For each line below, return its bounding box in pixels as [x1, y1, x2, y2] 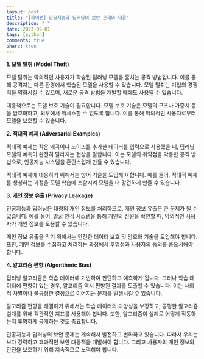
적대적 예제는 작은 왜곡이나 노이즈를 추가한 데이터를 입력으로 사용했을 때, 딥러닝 [6, 143, 195, 150]
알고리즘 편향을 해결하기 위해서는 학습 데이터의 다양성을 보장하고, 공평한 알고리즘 [6, 302, 199, 310]
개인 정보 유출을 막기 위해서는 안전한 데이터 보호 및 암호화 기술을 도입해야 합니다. [6, 233, 198, 240]
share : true [6, 43, 37, 49]
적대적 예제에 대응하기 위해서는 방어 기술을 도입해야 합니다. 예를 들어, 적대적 [6, 171, 187, 178]
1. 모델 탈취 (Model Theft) [6, 60, 69, 68]
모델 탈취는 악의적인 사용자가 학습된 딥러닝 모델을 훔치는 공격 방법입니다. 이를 [6, 73, 190, 81]
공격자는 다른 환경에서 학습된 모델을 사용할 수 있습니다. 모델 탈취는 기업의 [12, 81, 187, 89]
